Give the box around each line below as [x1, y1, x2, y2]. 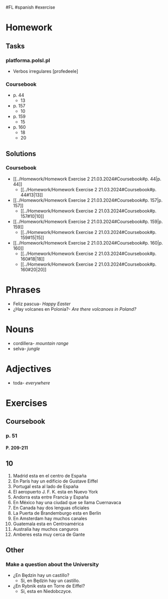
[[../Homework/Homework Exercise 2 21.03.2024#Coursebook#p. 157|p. [13, 197, 162, 203]
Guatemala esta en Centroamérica [13, 521, 84, 527]
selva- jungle [13, 345, 40, 351]
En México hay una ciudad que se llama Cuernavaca [13, 499, 121, 505]
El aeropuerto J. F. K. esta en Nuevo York [13, 489, 98, 495]
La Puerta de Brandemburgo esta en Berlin [13, 510, 102, 516]
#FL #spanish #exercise [6, 5, 56, 10]
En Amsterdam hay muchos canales [13, 515, 87, 521]
